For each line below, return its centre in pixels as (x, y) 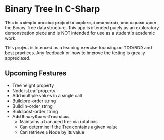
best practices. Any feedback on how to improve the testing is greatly (75, 53)
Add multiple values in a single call (47, 95)
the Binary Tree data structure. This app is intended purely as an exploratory (82, 27)
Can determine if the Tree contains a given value (69, 127)
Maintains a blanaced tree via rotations (59, 121)
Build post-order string (35, 111)
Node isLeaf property (34, 90)
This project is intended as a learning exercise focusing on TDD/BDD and (79, 47)
